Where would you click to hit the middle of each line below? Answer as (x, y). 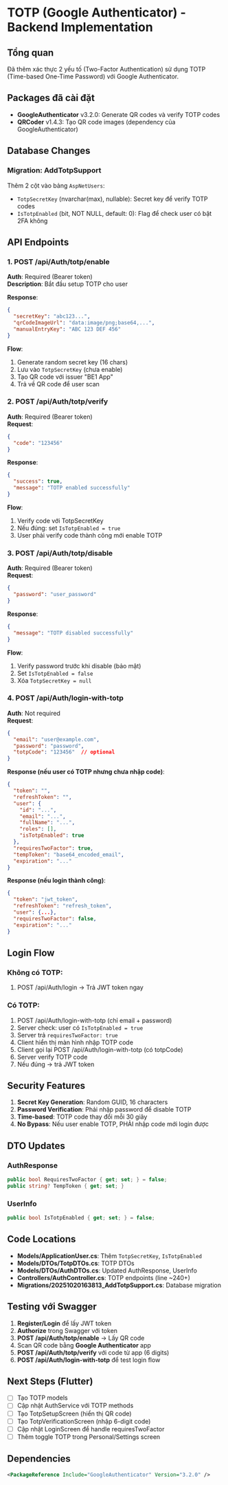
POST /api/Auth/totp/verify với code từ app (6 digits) (93, 1352)
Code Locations (42, 1239)
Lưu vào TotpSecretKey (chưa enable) (70, 369)
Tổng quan (31, 53)
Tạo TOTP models (42, 1398)
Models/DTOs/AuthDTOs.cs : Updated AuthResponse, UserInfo (107, 1270)
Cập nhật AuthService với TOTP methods (75, 1406)
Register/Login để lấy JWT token (64, 1323)
